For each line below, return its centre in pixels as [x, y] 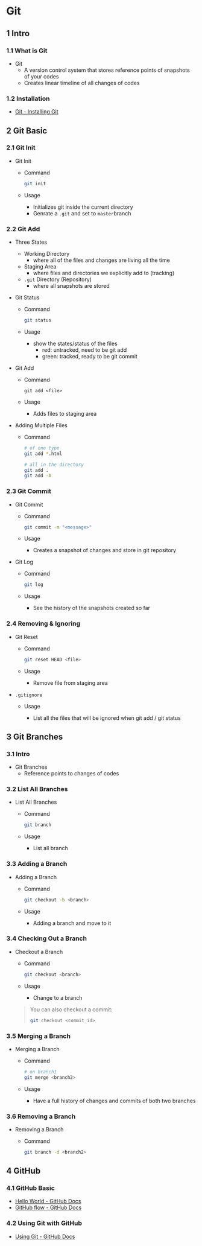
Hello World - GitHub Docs [48, 1201]
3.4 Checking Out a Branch [47, 938]
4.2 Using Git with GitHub [44, 1223]
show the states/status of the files [75, 343]
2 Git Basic [27, 131]
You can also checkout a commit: [71, 1009]
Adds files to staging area [65, 413]
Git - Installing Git [36, 112]
